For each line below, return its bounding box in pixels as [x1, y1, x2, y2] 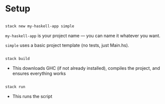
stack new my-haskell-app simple [5, 23, 75, 29]
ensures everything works [12, 70, 66, 76]
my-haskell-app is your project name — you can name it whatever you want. [5, 33, 161, 39]
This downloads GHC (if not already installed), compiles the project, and [12, 65, 161, 71]
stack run [5, 84, 26, 89]
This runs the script [12, 93, 53, 99]
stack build [5, 56, 30, 61]
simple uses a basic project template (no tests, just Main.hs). [5, 42, 129, 48]
